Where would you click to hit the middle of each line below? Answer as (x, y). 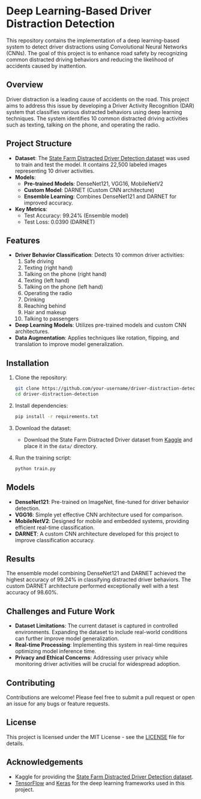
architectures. (32, 332)
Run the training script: (43, 458)
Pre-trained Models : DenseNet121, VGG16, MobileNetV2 (94, 184)
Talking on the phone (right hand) (65, 274)
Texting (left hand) (47, 281)
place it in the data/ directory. (61, 446)
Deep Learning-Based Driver (79, 11)
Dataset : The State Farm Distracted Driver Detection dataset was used (102, 158)
